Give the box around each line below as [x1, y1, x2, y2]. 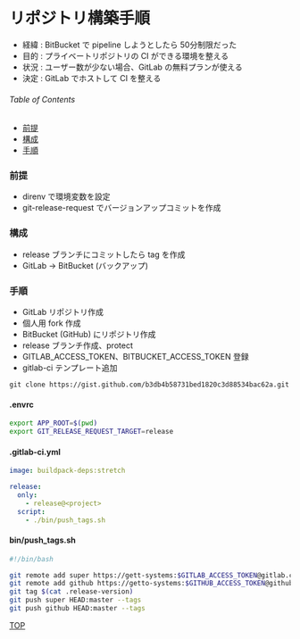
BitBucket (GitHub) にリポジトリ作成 [21, 329, 156, 340]
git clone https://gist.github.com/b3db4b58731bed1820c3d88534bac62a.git [9, 380, 290, 389]
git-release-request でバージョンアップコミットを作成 [21, 203, 221, 213]
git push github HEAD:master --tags [9, 604, 146, 613]
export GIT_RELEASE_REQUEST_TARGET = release [9, 427, 174, 436]
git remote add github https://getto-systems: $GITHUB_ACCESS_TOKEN [9, 579, 266, 588]
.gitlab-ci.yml [9, 446, 61, 457]
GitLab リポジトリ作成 [21, 307, 104, 318]
